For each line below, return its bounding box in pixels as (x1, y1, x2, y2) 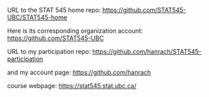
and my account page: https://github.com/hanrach (7, 69, 151, 76)
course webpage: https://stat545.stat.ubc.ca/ (7, 82, 137, 89)
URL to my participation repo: (7, 48, 91, 55)
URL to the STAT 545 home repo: (7, 6, 102, 14)
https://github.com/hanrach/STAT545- (92, 48, 202, 55)
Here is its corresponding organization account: (7, 27, 143, 35)
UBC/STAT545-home (7, 13, 68, 21)
